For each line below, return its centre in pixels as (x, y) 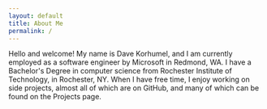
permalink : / (30, 31)
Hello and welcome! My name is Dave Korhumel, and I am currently (121, 54)
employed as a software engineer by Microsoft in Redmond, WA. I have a (130, 62)
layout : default (36, 16)
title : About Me (36, 23)
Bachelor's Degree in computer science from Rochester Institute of (121, 71)
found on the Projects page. (55, 97)
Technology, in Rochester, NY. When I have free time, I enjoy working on (129, 80)
